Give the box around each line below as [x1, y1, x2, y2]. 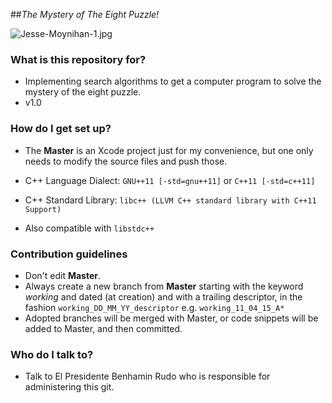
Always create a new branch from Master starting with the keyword [24, 280, 304, 292]
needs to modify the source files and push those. [24, 155, 228, 167]
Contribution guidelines [10, 247, 128, 261]
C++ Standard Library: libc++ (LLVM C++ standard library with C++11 [24, 194, 317, 206]
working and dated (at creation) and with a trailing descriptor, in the [24, 290, 303, 303]
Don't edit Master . [24, 269, 102, 281]
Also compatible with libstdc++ [24, 222, 155, 234]
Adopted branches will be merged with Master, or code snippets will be [24, 312, 319, 324]
